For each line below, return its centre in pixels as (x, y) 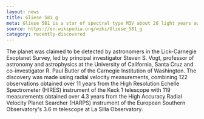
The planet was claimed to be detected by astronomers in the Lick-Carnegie (101, 51)
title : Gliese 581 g (32, 18)
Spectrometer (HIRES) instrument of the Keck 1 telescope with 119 (89, 90)
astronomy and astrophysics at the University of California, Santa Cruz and (100, 65)
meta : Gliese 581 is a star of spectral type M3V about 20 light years (99, 23)
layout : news (23, 12)
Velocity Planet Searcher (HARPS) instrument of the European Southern (96, 103)
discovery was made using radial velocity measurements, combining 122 (97, 77)
